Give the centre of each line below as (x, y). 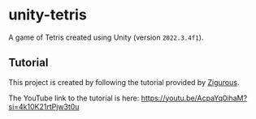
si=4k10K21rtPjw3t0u (44, 106)
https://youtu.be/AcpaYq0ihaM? (194, 98)
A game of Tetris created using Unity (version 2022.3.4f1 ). (106, 37)
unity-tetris (48, 15)
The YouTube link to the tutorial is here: (74, 98)
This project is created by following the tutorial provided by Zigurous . (124, 82)
